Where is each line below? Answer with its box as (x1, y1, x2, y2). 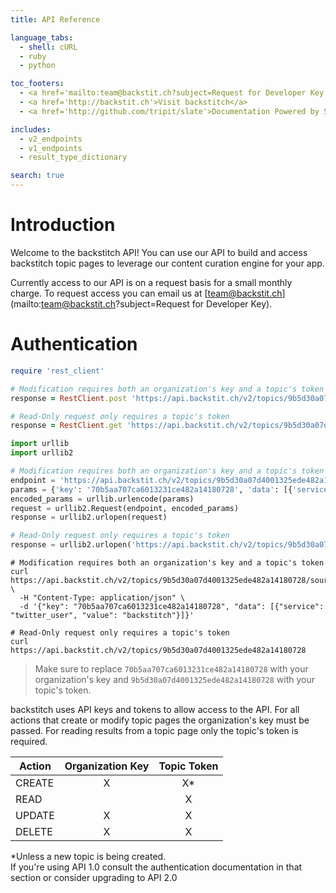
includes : (10, 124, 52, 135)
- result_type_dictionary (19, 152, 128, 163)
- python (19, 61, 56, 71)
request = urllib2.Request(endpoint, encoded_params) (10, 503, 240, 513)
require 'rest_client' (10, 366, 105, 376)
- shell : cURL (19, 42, 78, 52)
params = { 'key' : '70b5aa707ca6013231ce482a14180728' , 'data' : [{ (10, 484, 293, 495)
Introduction (10, 214, 116, 236)
